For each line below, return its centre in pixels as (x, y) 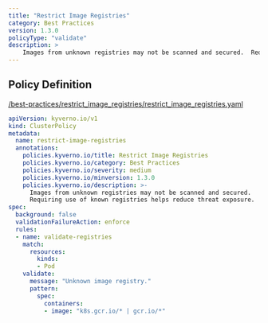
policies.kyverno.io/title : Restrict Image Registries (116, 156)
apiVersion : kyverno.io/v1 (53, 119)
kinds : (48, 259)
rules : (26, 229)
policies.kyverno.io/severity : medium (87, 170)
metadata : (25, 133)
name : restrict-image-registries (71, 141)
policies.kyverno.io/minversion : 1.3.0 (89, 177)
